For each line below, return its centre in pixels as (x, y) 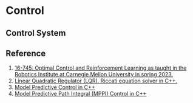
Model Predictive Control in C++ (55, 87)
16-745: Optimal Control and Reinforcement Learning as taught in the (100, 68)
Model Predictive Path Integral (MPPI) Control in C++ (80, 94)
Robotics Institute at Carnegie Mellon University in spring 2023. (94, 75)
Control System (36, 33)
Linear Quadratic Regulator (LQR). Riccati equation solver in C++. (96, 81)
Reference (26, 53)
